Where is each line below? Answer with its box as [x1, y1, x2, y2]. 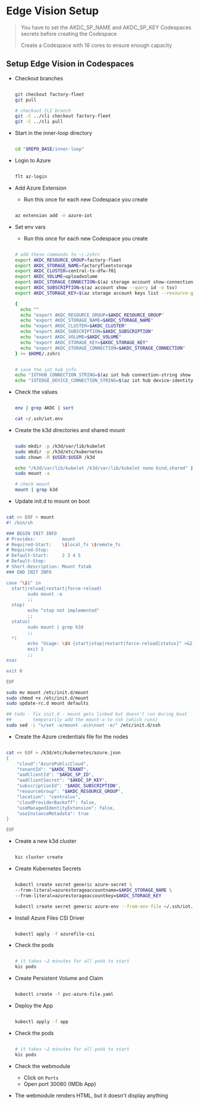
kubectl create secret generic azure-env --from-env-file [14, 903, 162, 909]
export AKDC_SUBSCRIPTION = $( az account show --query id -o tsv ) [14, 285, 178, 291]
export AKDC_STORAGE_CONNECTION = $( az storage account [14, 279, 151, 285]
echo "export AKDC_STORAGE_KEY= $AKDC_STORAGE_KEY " [20, 339, 149, 345]
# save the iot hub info [14, 367, 77, 373]
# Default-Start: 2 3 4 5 [6, 553, 81, 559]
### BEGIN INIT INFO [6, 530, 58, 536]
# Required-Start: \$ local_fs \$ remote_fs [6, 542, 121, 547]
